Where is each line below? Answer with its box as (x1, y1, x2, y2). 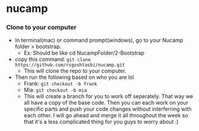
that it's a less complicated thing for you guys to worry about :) (23, 118, 179, 126)
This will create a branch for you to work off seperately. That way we (23, 93, 193, 100)
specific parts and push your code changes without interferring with (23, 105, 192, 112)
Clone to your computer (6, 23, 76, 32)
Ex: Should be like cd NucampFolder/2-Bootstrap (23, 50, 145, 57)
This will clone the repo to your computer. (23, 68, 127, 75)
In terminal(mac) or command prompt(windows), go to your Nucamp (14, 36, 183, 44)
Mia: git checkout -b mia (23, 86, 87, 94)
